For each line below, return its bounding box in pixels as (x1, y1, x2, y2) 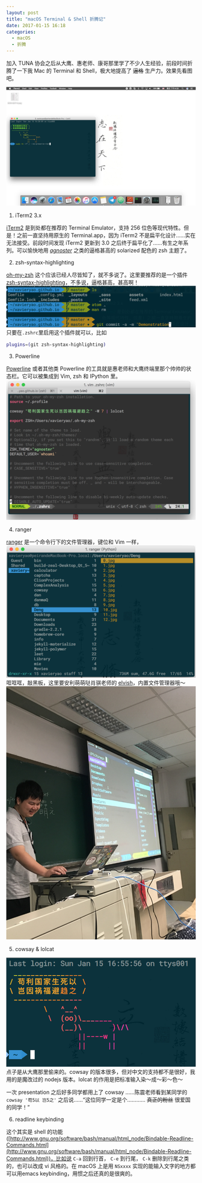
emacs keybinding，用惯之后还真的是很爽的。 (22, 1170, 136, 1178)
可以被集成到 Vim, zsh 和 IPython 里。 (26, 372, 121, 380)
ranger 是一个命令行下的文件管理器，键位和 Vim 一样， (6, 538, 142, 545)
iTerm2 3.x (14, 212, 42, 219)
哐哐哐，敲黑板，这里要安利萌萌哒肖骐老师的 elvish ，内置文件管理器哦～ (6, 679, 186, 686)
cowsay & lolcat (14, 945, 54, 952)
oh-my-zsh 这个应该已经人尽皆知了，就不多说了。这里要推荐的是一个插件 (6, 271, 188, 278)
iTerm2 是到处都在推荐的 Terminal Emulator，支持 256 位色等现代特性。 (6, 224, 185, 231)
